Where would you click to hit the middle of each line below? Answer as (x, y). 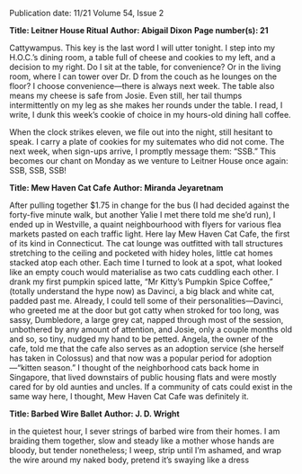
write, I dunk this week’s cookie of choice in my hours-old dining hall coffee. (150, 115)
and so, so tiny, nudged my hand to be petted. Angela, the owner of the (142, 339)
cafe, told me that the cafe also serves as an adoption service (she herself (147, 349)
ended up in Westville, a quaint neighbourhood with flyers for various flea (145, 224)
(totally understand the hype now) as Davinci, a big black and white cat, (142, 291)
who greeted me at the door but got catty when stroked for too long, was (144, 310)
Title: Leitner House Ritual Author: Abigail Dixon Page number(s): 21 (139, 30)
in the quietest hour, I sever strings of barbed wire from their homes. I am (145, 431)
